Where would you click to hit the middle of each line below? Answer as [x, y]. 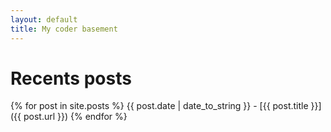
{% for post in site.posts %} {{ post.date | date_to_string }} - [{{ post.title [159, 106]
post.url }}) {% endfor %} [75, 117]
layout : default [44, 19]
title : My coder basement [64, 29]
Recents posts [71, 78]
